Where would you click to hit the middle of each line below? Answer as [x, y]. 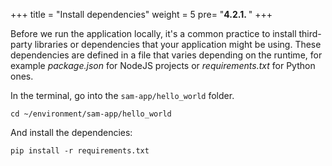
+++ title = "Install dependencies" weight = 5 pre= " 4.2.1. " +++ [141, 14]
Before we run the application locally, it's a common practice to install [153, 33]
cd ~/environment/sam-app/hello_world [91, 114]
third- [310, 33]
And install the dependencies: [71, 132]
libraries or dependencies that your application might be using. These [178, 44]
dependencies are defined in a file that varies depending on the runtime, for [166, 55]
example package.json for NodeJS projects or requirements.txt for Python [163, 65]
